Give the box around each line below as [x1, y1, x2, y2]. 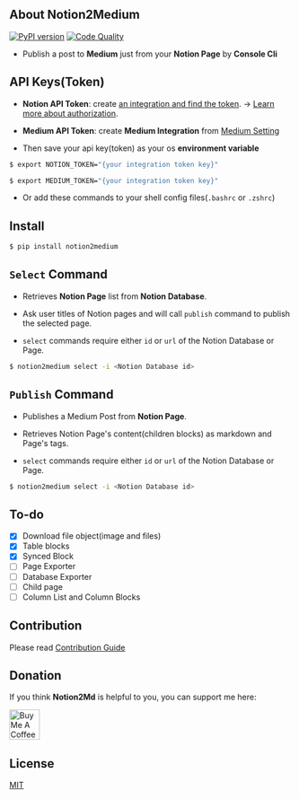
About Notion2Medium [9, 7, 141, 22]
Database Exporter [22, 571, 92, 582]
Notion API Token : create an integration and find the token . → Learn [22, 98, 276, 109]
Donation [9, 668, 62, 683]
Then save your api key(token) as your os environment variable [22, 143, 259, 154]
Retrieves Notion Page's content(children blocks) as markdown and [22, 428, 272, 439]
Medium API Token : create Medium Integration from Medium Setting [22, 125, 280, 136]
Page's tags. [22, 437, 69, 448]
